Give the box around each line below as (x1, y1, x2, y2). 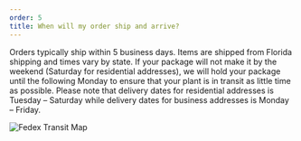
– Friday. (9, 104, 42, 115)
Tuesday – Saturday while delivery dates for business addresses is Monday (9, 94, 289, 105)
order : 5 (9, 13, 42, 23)
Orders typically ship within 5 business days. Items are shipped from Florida (9, 46, 292, 57)
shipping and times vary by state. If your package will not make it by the (9, 56, 277, 67)
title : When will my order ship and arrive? (9, 22, 180, 31)
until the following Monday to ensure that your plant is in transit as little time (9, 75, 291, 86)
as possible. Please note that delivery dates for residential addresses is (9, 85, 274, 96)
